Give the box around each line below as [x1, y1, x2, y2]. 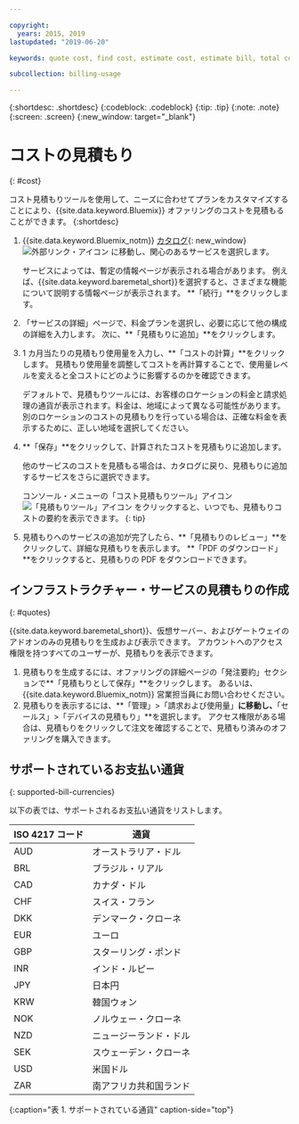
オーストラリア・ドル [92, 845, 182, 857]
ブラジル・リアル [92, 862, 164, 874]
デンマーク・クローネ [92, 912, 182, 924]
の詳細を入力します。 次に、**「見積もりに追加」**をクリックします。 [21, 329, 280, 340]
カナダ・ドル [92, 879, 147, 891]
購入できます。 [61, 733, 116, 744]
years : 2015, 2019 [17, 29, 86, 38]
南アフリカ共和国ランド [92, 1079, 191, 1092]
